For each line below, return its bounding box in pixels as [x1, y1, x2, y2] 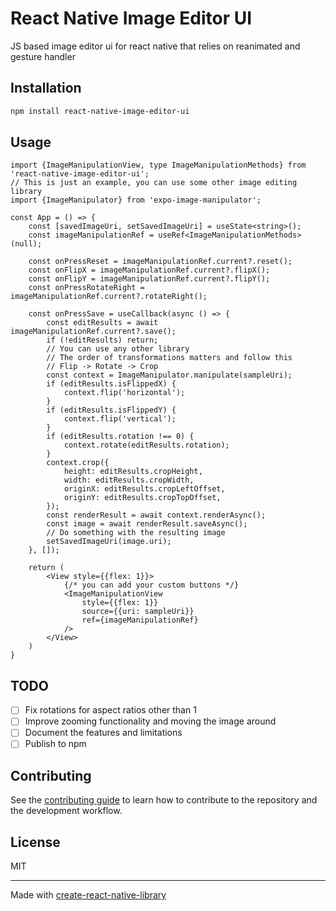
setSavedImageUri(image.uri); [46, 537, 172, 547]
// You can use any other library [46, 344, 190, 354]
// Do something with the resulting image [46, 528, 226, 538]
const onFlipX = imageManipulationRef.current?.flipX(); [28, 265, 271, 276]
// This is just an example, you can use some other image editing [10, 178, 298, 188]
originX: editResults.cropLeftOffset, [63, 484, 226, 494]
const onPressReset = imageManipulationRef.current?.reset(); [28, 257, 293, 267]
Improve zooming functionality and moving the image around [24, 715, 277, 727]
